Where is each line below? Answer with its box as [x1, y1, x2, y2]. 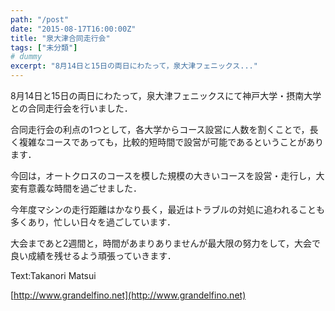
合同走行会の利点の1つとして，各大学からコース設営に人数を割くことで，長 [10, 124, 319, 135]
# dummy [10, 52, 43, 62]
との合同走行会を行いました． [10, 102, 133, 114]
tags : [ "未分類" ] [10, 42, 78, 53]
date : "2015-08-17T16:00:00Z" [10, 24, 137, 34]
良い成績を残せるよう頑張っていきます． [10, 250, 177, 261]
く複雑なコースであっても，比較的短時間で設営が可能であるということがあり [10, 136, 325, 148]
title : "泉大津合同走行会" [10, 33, 111, 43]
